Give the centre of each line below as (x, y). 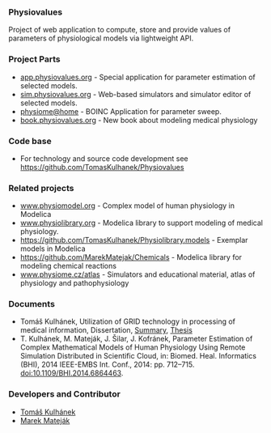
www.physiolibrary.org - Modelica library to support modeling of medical (141, 223)
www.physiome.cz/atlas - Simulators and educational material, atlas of (138, 274)
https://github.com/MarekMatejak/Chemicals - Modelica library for (131, 257)
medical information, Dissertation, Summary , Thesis (106, 330)
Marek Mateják (45, 420)
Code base (30, 141)
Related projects (41, 188)
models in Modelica (53, 248)
